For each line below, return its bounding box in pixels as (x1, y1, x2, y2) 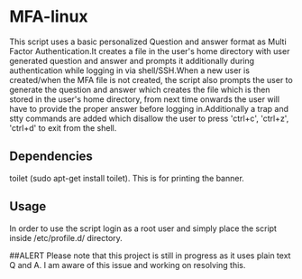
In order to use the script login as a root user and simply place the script (9, 223, 278, 234)
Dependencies (9, 149, 93, 164)
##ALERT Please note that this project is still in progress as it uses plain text (9, 250, 291, 261)
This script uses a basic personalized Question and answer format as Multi (9, 36, 287, 47)
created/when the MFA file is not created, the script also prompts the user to (9, 74, 293, 85)
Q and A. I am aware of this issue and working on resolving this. (9, 259, 246, 270)
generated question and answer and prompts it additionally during (9, 55, 255, 66)
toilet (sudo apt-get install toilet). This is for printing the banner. (9, 172, 245, 183)
